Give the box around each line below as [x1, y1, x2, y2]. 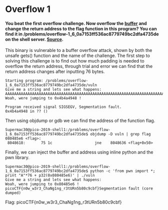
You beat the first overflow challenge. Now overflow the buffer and [5, 20, 147, 26]
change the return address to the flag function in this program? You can [5, 25, 157, 31]
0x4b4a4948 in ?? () [5, 109, 48, 114]
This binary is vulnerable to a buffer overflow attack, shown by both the [5, 47, 152, 53]
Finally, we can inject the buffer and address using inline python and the [5, 149, 153, 155]
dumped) [5, 190, 21, 195]
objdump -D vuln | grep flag [90, 131, 151, 137]
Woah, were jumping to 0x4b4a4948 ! [5, 96, 81, 101]
